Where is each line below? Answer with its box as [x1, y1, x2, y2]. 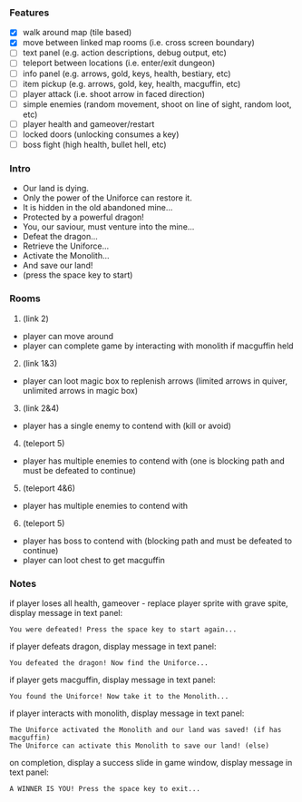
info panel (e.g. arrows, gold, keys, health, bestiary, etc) [22, 68, 231, 79]
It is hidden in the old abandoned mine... [22, 202, 173, 213]
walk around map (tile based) [22, 27, 132, 38]
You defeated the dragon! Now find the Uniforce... [9, 658, 209, 668]
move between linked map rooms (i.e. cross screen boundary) [22, 37, 256, 48]
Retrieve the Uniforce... [22, 240, 110, 251]
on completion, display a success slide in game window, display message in [9, 757, 293, 768]
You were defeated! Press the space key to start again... [9, 624, 238, 634]
